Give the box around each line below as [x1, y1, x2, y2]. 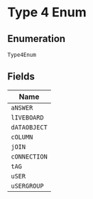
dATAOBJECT [11, 123, 48, 131]
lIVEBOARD [11, 113, 44, 122]
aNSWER [11, 104, 33, 112]
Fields [7, 70, 35, 82]
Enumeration [7, 33, 66, 45]
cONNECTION [11, 152, 48, 161]
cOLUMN [11, 133, 33, 141]
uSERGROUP [11, 182, 44, 190]
